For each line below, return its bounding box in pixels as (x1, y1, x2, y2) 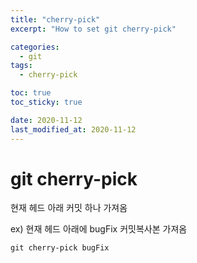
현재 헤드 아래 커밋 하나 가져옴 (10, 202, 128, 214)
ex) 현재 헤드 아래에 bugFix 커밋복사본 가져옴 (10, 223, 188, 235)
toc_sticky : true (10, 97, 83, 107)
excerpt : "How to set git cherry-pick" (10, 24, 177, 34)
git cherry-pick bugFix (10, 243, 110, 253)
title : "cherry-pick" (10, 14, 101, 25)
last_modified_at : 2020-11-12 (10, 124, 137, 135)
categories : (10, 42, 60, 52)
